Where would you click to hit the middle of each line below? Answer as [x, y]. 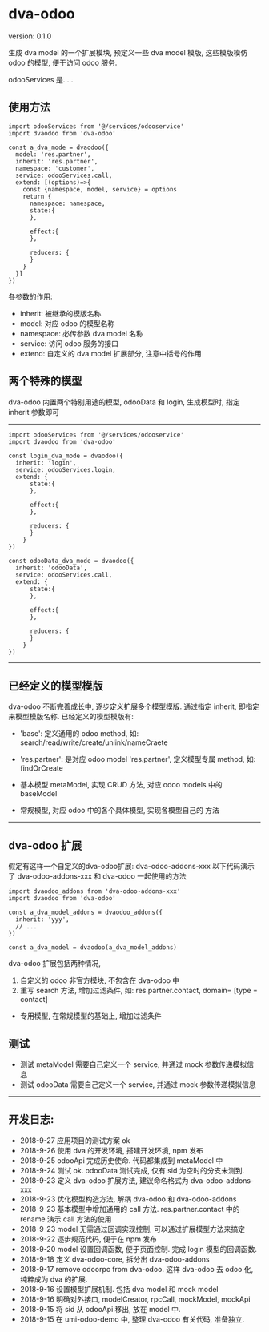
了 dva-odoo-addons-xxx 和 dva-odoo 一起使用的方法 [97, 876]
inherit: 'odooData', [52, 568]
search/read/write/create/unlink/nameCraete [94, 742]
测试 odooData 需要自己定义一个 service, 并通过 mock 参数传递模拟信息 [138, 1085]
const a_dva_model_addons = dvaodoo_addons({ [85, 913]
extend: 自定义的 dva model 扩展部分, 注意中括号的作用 [110, 353]
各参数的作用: [31, 296]
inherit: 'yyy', [42, 920]
